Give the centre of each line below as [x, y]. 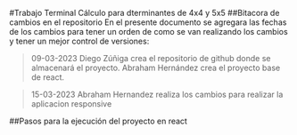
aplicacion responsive [71, 104]
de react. [48, 77]
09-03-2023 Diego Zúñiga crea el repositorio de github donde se [151, 58]
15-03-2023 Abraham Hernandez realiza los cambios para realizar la [157, 94]
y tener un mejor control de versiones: [79, 41]
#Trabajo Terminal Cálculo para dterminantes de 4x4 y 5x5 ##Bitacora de [144, 13]
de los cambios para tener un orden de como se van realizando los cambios [148, 32]
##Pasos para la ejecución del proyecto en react [98, 121]
